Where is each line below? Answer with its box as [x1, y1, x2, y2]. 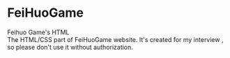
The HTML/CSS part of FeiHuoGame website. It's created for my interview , [7, 35, 224, 43]
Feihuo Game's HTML [7, 28, 70, 36]
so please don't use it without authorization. [7, 43, 134, 51]
